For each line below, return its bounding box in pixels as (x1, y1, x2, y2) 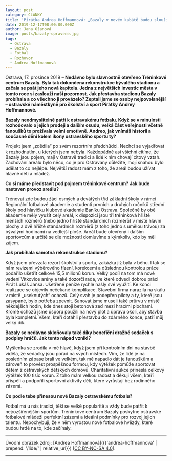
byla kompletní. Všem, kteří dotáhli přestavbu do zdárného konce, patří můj (5, 314, 164, 320)
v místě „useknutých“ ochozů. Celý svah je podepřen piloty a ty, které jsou (5, 292, 162, 299)
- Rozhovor (10, 55, 33, 61)
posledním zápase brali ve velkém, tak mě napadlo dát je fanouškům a (5, 356, 154, 362)
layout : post (5, 7, 33, 13)
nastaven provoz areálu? (5, 186, 59, 192)
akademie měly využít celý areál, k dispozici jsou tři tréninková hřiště (5, 212, 150, 218)
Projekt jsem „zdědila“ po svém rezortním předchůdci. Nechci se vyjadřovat (5, 143, 165, 150)
